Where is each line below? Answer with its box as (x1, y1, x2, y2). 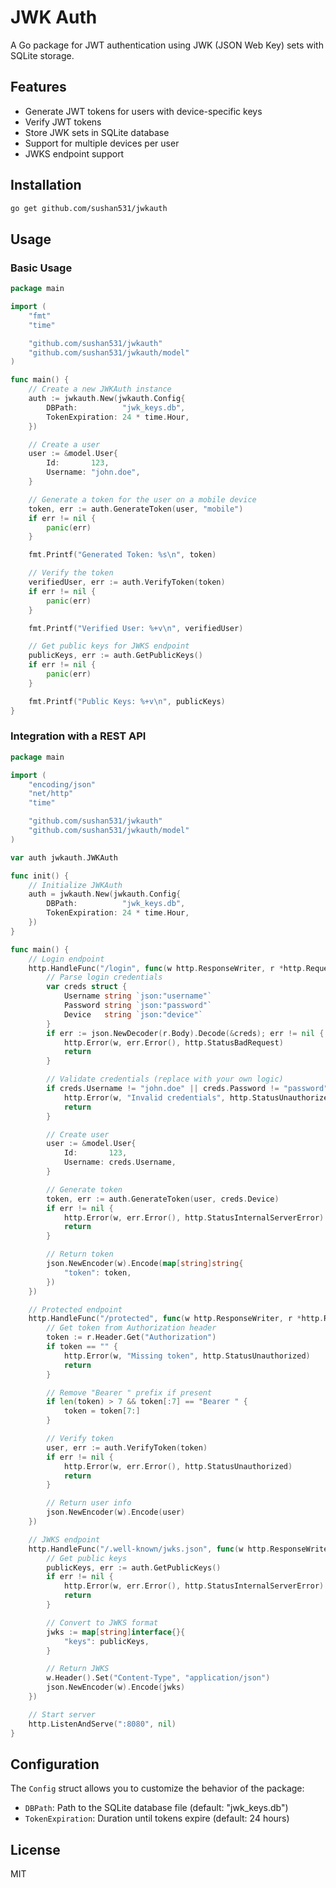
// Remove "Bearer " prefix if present (46, 1387, 213, 1398)
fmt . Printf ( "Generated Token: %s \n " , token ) (28, 550, 217, 560)
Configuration (10, 1756, 100, 1773)
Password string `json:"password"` (63, 1001, 213, 1011)
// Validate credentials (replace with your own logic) (46, 1074, 284, 1085)
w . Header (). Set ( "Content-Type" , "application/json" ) (46, 1673, 271, 1683)
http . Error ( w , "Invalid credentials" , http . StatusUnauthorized (63, 1092, 333, 1103)
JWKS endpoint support (24, 147, 125, 160)
